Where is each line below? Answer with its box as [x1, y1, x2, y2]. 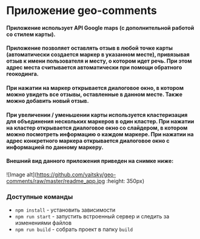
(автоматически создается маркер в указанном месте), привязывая [6, 51, 190, 58]
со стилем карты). [6, 30, 56, 38]
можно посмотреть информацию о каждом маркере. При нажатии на [6, 130, 194, 137]
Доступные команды [6, 192, 73, 201]
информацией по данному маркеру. [6, 144, 104, 151]
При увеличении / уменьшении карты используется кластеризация [6, 111, 188, 119]
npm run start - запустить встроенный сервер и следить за [15, 213, 170, 220]
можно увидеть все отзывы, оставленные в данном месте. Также [6, 91, 183, 98]
